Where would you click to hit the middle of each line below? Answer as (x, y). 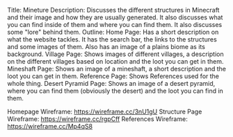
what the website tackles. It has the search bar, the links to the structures (112, 39)
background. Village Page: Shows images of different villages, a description (115, 54)
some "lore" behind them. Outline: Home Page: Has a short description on (113, 32)
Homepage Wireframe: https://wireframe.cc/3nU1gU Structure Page (105, 111)
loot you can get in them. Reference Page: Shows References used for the (113, 76)
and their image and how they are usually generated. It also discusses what (115, 17)
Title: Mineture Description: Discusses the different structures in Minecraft (113, 10)
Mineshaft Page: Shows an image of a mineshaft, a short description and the (116, 69)
